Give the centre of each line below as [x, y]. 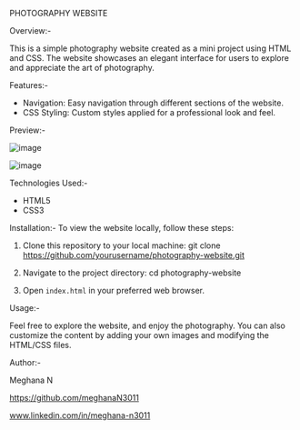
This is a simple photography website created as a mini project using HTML [150, 48]
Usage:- [25, 308]
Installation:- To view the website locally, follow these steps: [122, 228]
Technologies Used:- [49, 183]
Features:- [29, 85]
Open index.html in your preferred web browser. [114, 290]
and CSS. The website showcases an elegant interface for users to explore [149, 58]
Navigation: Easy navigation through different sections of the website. [153, 103]
